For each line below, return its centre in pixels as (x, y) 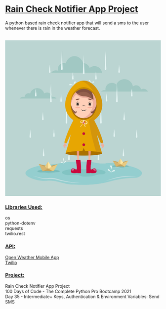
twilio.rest (15, 234)
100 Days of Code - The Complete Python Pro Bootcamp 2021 (68, 291)
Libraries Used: (24, 207)
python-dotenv (20, 223)
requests (14, 228)
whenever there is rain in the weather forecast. (53, 28)
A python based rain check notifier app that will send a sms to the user (77, 23)
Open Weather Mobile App (32, 257)
